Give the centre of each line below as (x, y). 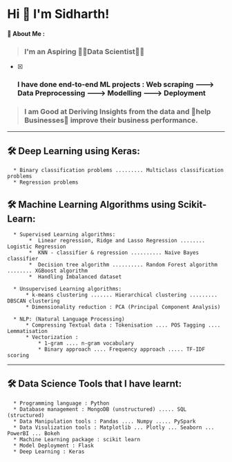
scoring (18, 355)
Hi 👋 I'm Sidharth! (58, 14)
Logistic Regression (37, 247)
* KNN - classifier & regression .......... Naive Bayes (114, 252)
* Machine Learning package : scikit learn (77, 439)
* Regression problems (46, 182)
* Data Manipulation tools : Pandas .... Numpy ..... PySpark (105, 421)
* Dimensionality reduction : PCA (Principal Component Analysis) (123, 307)
